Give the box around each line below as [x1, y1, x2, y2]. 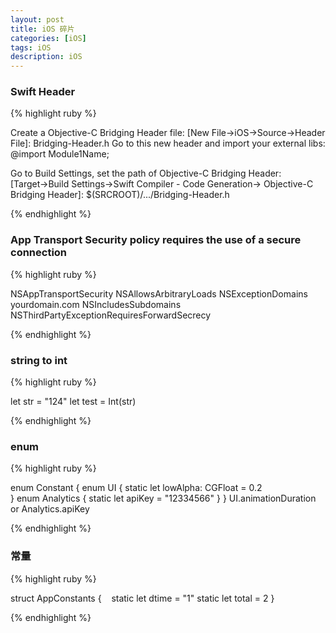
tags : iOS [10, 42, 52, 53]
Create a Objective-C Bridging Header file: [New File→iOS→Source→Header [10, 127, 326, 139]
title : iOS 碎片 [10, 24, 75, 34]
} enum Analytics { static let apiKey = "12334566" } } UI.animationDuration [10, 492, 317, 505]
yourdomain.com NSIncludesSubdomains [10, 298, 182, 310]
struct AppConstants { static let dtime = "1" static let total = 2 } [10, 592, 275, 604]
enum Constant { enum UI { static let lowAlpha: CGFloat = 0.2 [10, 482, 263, 494]
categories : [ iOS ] [10, 33, 87, 43]
